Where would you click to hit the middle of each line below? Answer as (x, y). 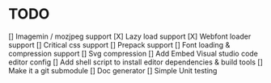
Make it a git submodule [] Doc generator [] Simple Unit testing (113, 70)
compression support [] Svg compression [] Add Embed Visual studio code (133, 53)
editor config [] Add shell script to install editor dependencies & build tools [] (135, 62)
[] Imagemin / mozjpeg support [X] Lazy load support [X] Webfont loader (130, 36)
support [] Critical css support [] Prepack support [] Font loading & (119, 44)
